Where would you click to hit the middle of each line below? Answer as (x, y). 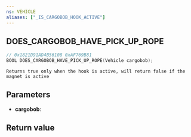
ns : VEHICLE (21, 12)
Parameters (28, 95)
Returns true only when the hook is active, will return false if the (96, 71)
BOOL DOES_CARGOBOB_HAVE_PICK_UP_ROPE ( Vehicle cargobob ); (80, 61)
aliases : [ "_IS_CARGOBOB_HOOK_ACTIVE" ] (56, 17)
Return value (30, 128)
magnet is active (28, 77)
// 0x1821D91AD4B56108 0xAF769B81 (49, 55)
